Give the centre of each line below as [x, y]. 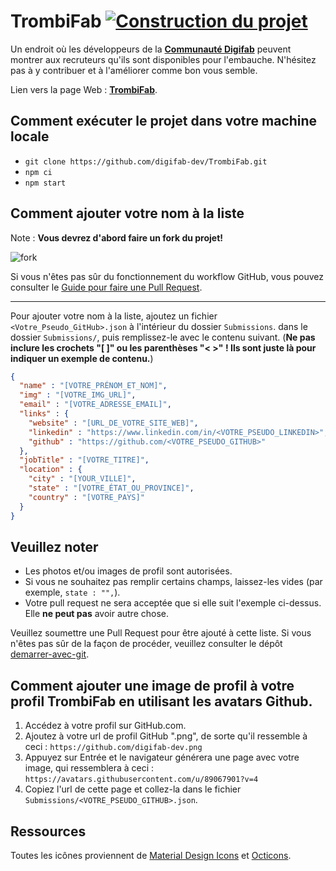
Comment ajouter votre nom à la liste [127, 213]
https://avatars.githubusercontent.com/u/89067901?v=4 [141, 780]
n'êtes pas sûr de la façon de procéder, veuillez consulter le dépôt [146, 644]
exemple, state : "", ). [72, 592]
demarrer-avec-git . [50, 654]
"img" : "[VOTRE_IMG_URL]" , [78, 395]
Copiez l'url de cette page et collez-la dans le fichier [133, 789]
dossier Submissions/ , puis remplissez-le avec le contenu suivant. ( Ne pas [163, 337]
